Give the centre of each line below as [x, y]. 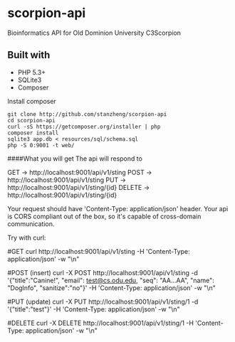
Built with [29, 55]
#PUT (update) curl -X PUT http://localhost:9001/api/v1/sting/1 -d [103, 301]
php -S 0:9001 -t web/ [41, 145]
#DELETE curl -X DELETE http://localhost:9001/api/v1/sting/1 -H [101, 323]
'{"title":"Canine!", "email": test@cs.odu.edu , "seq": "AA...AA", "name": [111, 280]
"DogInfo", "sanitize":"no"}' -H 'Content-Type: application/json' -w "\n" [111, 288]
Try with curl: [27, 237]
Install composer [32, 101]
